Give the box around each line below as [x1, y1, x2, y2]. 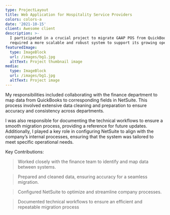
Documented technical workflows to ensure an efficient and [17, 198, 143, 204]
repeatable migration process [17, 204, 79, 210]
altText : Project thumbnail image [10, 59, 82, 64]
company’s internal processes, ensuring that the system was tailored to [5, 133, 154, 139]
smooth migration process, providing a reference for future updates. [5, 123, 148, 129]
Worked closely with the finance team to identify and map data [17, 158, 149, 165]
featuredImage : [5, 45, 37, 50]
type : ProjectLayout [5, 7, 49, 13]
